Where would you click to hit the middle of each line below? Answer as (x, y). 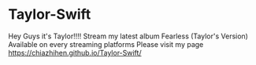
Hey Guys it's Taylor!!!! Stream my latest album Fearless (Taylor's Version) (128, 36)
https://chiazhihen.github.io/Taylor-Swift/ (75, 52)
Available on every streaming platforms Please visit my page (106, 44)
